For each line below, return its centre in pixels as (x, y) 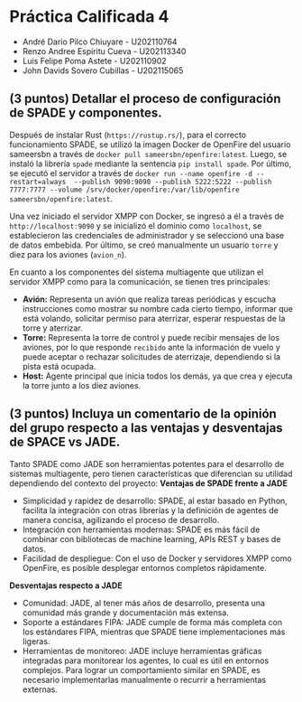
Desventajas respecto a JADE (66, 585)
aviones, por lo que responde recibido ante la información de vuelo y (151, 347)
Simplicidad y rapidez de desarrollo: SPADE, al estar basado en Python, (155, 501)
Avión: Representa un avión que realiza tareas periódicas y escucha (149, 299)
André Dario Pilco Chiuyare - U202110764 (100, 42)
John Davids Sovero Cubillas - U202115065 (103, 70)
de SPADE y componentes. (86, 113)
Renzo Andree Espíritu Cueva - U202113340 (104, 51)
